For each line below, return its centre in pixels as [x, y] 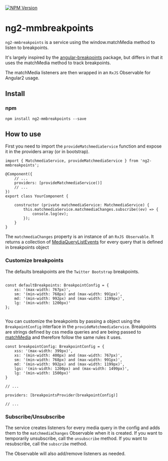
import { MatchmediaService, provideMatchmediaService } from [72, 161]
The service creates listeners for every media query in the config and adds [82, 428]
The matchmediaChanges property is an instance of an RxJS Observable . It [80, 237]
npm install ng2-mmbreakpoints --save [46, 119]
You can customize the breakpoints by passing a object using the [73, 321]
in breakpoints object [27, 247]
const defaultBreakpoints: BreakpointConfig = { [57, 285]
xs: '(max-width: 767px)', [43, 290]
